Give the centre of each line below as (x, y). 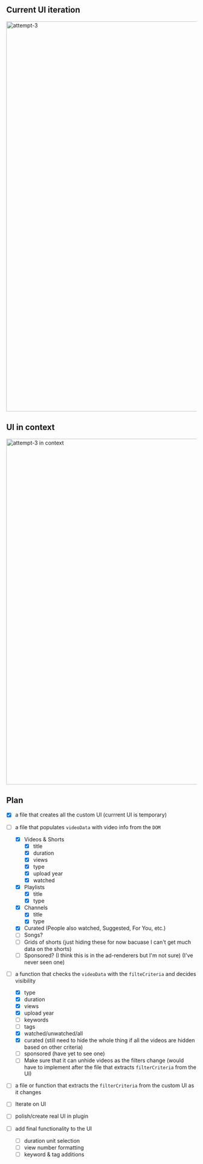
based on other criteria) (53, 1047)
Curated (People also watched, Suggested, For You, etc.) (95, 928)
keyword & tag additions (54, 1154)
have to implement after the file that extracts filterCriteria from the (110, 1068)
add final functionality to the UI (53, 1128)
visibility (25, 981)
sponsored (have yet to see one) (64, 1054)
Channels (36, 908)
